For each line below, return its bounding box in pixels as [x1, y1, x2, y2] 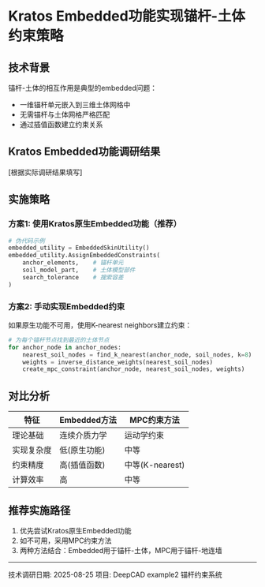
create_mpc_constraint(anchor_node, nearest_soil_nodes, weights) [22, 365, 245, 373]
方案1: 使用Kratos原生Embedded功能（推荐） [8, 219, 182, 230]
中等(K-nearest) [124, 459, 185, 470]
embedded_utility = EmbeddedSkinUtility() [8, 244, 150, 252]
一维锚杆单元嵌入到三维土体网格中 [19, 100, 131, 109]
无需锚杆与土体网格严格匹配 [19, 110, 110, 119]
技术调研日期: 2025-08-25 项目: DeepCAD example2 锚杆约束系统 [8, 570, 222, 579]
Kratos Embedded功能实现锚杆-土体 [8, 7, 246, 25]
